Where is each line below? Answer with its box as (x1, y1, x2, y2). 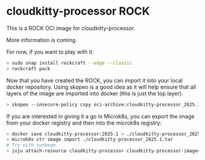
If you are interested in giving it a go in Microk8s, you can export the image (6, 112, 195, 120)
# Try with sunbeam (6, 142, 56, 148)
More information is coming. (6, 36, 77, 43)
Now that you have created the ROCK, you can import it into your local (6, 76, 183, 84)
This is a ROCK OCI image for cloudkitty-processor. (6, 24, 135, 32)
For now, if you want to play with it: (6, 48, 94, 56)
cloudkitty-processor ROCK (6, 4, 150, 18)
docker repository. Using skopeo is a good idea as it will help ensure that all (6, 83, 196, 90)
